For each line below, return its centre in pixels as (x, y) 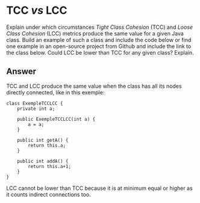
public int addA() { (43, 161)
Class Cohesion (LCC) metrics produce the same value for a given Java (95, 33)
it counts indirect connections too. (49, 194)
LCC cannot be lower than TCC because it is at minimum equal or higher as (99, 188)
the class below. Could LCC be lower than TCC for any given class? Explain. (100, 52)
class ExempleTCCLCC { (35, 103)
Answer (21, 72)
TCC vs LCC (37, 11)
